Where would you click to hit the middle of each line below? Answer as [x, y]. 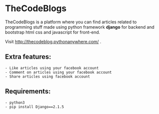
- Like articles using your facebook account [52, 68]
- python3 [15, 102]
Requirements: [28, 91]
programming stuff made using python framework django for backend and [80, 27]
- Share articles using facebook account [48, 76]
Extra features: [28, 57]
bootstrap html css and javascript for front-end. [53, 32]
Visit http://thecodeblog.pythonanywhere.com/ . [53, 41]
